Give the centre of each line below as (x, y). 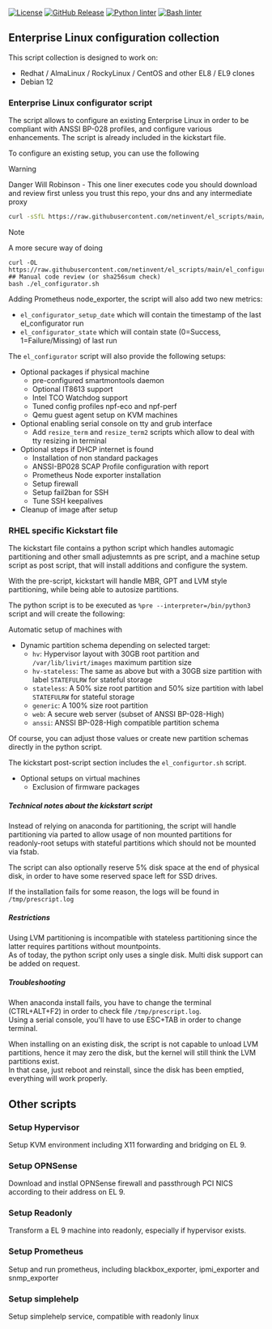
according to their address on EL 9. (67, 1192)
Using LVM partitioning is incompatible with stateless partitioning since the (133, 938)
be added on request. (45, 964)
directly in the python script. (55, 747)
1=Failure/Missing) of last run (68, 340)
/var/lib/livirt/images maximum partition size (112, 662)
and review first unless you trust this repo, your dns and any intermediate (130, 194)
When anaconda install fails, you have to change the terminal (110, 1003)
